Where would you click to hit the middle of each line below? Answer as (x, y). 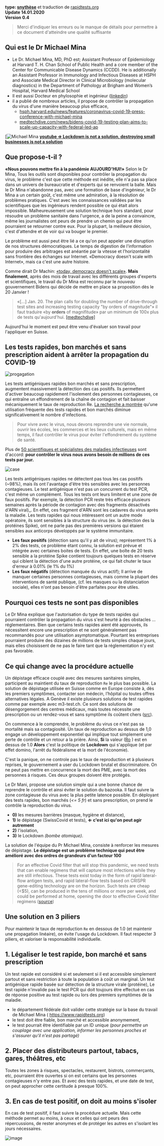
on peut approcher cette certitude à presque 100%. (57, 1086)
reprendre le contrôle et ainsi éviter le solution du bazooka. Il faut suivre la (80, 790)
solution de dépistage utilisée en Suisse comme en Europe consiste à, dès (80, 689)
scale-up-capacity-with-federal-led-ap (59, 127)
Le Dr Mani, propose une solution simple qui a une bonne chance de (74, 785)
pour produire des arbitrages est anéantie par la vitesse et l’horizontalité (78, 251)
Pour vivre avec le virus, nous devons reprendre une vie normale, (82, 424)
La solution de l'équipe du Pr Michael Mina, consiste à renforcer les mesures (82, 845)
